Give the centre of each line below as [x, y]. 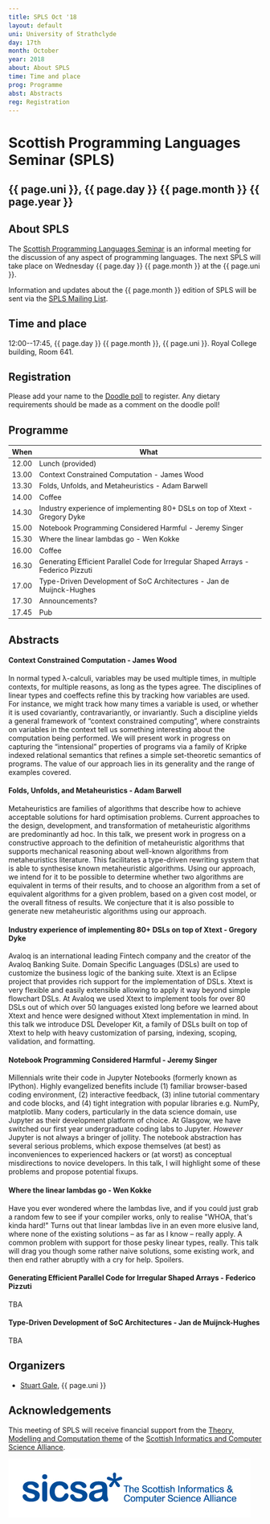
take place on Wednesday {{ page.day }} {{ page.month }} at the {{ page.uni [134, 266]
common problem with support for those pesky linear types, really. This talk [133, 1242]
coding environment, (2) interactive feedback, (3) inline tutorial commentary [134, 1095]
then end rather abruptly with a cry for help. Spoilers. [96, 1259]
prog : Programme [35, 84]
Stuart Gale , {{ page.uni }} [63, 1385]
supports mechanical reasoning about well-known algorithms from [119, 851]
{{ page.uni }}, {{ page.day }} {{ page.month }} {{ [134, 189]
